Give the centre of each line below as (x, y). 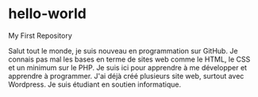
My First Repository (40, 35)
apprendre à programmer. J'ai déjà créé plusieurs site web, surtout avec (126, 76)
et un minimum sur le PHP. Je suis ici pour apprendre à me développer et (128, 67)
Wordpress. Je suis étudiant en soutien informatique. (94, 84)
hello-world (48, 14)
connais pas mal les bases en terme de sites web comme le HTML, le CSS (129, 59)
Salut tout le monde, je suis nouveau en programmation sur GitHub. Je (123, 50)
